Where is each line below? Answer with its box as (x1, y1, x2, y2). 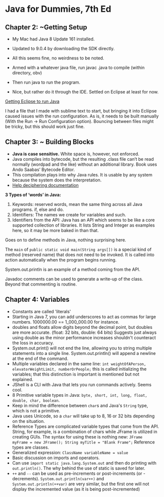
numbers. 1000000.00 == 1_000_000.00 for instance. (12, 319, 119, 325)
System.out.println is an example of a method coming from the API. (5, 266, 141, 272)
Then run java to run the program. (12, 80, 81, 85)
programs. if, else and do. (12, 206, 64, 212)
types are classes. (12, 444, 49, 450)
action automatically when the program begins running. (5, 257, 117, 263)
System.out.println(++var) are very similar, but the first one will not (12, 481, 149, 487)
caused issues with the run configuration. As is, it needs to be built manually (5, 113, 159, 119)
